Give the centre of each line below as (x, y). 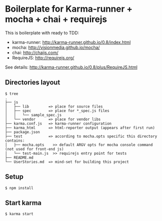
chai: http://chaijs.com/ (35, 53)
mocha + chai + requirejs (56, 19)
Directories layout (33, 83)
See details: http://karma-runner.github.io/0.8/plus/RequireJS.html (71, 67)
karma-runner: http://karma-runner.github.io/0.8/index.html (71, 42)
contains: (15, 140)
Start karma (23, 203)
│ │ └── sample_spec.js (33, 115)
